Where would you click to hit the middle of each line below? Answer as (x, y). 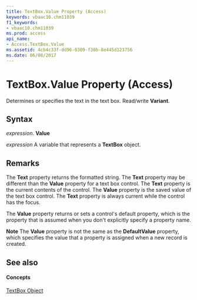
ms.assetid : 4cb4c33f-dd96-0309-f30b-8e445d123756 (69, 50)
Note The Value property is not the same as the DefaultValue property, (93, 231)
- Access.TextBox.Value (35, 45)
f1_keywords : (22, 22)
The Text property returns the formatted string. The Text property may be (96, 178)
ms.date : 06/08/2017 (31, 55)
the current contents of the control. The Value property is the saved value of (99, 190)
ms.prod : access (26, 34)
